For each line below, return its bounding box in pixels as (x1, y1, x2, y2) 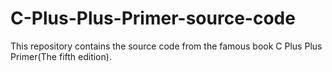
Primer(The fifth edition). (10, 50, 112, 62)
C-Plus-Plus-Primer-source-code (10, 7, 296, 30)
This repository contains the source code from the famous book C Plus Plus (10, 40, 323, 52)
